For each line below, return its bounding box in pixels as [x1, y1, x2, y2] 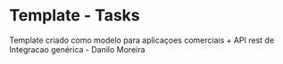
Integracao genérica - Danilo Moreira [9, 44, 146, 54]
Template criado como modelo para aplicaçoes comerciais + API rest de [9, 35, 275, 45]
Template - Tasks [9, 5, 140, 26]
